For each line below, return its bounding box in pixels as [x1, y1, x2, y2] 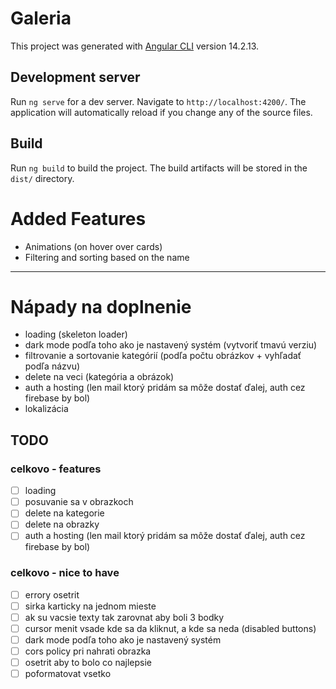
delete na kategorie [24, 507, 105, 519]
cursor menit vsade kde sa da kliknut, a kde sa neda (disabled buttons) [24, 622, 317, 634]
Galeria [10, 7, 72, 30]
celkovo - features [10, 462, 102, 476]
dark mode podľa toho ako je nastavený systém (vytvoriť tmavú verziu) [24, 339, 318, 351]
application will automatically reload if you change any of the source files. [10, 106, 313, 118]
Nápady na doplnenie [10, 295, 192, 318]
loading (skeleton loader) [24, 328, 128, 341]
